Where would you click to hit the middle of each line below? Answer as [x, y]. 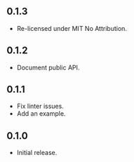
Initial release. [37, 153]
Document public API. [48, 67]
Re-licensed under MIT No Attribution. [72, 28]
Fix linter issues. [40, 106]
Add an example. [41, 114]
